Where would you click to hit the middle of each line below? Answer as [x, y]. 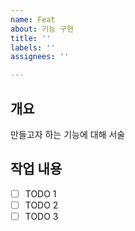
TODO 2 [41, 205]
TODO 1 [40, 193]
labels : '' [33, 47]
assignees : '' [40, 57]
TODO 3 [41, 216]
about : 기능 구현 [42, 29]
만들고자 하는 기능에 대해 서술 [68, 134]
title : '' [31, 38]
